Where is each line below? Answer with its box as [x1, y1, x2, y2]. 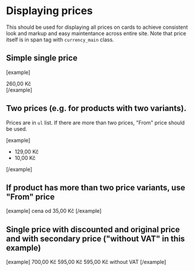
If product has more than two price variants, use [6, 182, 186, 192]
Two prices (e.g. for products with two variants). [6, 103, 186, 113]
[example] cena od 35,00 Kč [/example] [6, 208, 102, 215]
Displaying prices [6, 4, 93, 18]
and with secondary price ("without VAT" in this [6, 233, 185, 243]
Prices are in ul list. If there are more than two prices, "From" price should [6, 119, 185, 126]
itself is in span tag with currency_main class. [6, 36, 114, 43]
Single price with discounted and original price [6, 225, 180, 235]
